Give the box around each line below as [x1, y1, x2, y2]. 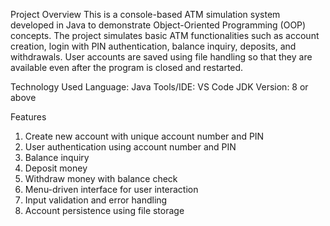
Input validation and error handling [24, 194, 168, 206]
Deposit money [24, 162, 88, 174]
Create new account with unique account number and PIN [24, 130, 265, 142]
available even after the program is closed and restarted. [10, 62, 244, 73]
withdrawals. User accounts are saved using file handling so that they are [10, 51, 313, 63]
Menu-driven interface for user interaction [24, 184, 199, 195]
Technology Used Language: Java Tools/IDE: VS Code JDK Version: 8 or [10, 81, 309, 93]
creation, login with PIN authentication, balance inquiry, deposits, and [10, 40, 297, 52]
